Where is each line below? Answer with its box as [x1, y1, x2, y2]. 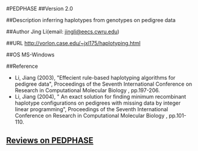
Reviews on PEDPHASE [6, 136, 94, 146]
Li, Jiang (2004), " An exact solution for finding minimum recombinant [14, 93, 186, 100]
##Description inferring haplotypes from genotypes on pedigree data [6, 17, 176, 23]
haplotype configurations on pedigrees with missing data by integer [14, 99, 181, 106]
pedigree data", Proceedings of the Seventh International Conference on [14, 80, 192, 87]
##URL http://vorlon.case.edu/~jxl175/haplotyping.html [6, 40, 141, 46]
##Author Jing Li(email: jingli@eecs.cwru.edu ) [6, 28, 120, 35]
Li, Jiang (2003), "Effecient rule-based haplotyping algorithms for [14, 74, 176, 81]
